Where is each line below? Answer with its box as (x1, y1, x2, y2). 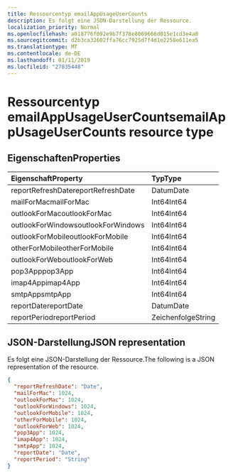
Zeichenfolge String (151, 312, 216, 322)
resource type (129, 124, 215, 140)
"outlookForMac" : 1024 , (13, 396, 84, 404)
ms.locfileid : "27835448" (7, 63, 84, 70)
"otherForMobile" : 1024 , (13, 416, 87, 423)
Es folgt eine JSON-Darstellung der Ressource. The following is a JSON (7, 355, 215, 364)
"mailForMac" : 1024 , (13, 390, 75, 397)
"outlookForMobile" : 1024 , (13, 409, 94, 416)
